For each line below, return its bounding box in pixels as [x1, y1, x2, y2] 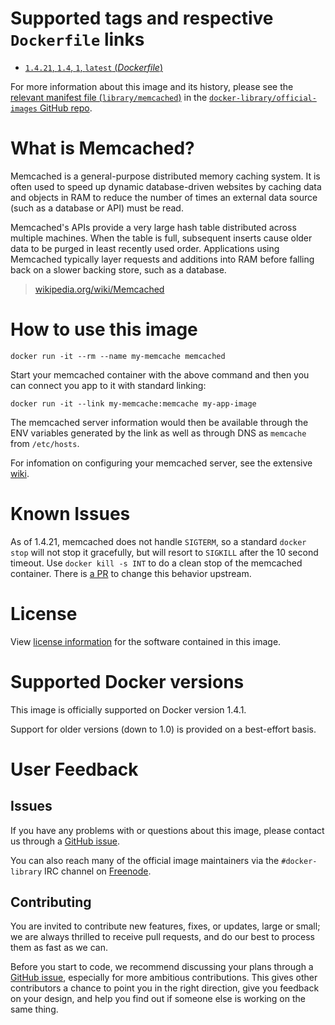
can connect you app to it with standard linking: [10, 379, 207, 391]
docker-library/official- [209, 93, 317, 103]
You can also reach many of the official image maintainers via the [10, 854, 280, 866]
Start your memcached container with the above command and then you [10, 368, 310, 381]
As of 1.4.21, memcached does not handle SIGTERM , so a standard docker [10, 535, 307, 547]
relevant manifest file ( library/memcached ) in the [10, 91, 208, 103]
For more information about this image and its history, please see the [10, 80, 294, 92]
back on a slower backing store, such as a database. [10, 263, 227, 276]
